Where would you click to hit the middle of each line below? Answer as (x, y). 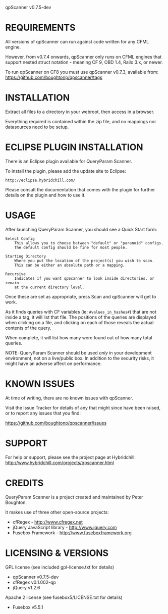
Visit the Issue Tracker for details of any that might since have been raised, (83, 407)
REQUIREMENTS (40, 28)
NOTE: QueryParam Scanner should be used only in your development (79, 352)
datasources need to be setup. (37, 127)
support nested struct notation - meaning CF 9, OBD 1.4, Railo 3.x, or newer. (84, 62)
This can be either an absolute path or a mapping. (70, 265)
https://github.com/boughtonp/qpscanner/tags (54, 77)
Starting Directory (26, 256)
